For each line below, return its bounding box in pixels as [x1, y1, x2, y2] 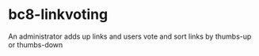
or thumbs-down [8, 39, 63, 49]
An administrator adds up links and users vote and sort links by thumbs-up [8, 32, 252, 41]
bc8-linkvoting [8, 6, 109, 24]
